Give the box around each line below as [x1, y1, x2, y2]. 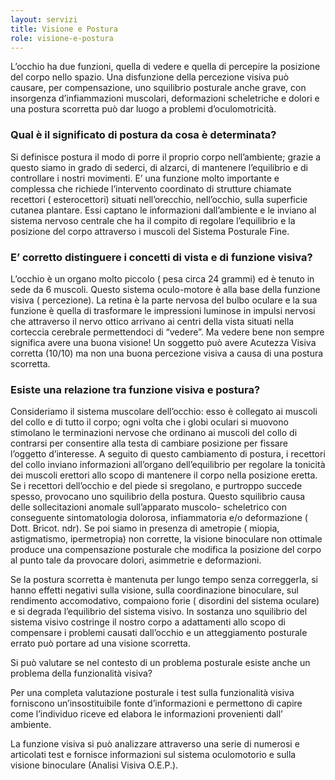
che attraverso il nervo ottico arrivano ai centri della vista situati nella [10, 315, 295, 327]
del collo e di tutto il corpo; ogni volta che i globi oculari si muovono [10, 416, 289, 428]
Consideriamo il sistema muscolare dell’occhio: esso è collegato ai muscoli [10, 406, 318, 418]
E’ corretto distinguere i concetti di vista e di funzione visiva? [10, 250, 313, 264]
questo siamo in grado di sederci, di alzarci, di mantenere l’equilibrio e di [10, 161, 308, 173]
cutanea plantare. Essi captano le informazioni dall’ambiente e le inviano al [10, 204, 317, 216]
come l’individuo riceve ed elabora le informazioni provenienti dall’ [10, 708, 283, 720]
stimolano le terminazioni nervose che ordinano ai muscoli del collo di [10, 427, 298, 439]
